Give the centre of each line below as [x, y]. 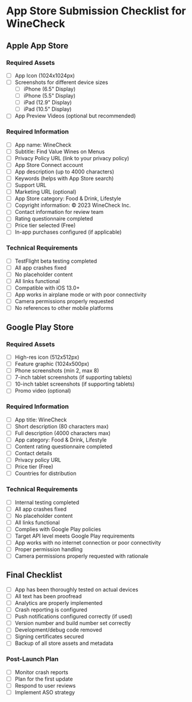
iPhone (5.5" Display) [50, 96]
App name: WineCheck [43, 145]
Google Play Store [40, 327]
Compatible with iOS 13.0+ [47, 288]
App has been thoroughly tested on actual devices [76, 589]
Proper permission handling [49, 549]
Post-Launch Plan [32, 659]
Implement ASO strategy [45, 692]
